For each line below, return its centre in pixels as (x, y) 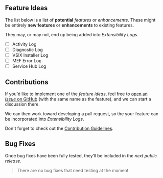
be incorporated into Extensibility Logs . (45, 119)
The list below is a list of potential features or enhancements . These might (80, 20)
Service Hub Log (29, 66)
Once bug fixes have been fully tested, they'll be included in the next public (81, 155)
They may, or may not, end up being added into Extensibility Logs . (72, 34)
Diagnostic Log (27, 50)
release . (13, 161)
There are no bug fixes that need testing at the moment (73, 170)
